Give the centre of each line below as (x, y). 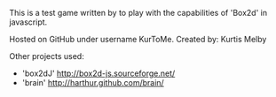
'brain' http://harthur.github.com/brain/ (93, 82)
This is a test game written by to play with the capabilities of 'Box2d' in (138, 13)
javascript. (28, 22)
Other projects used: (47, 56)
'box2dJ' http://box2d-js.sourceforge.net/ (99, 73)
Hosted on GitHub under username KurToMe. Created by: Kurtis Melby (138, 39)
